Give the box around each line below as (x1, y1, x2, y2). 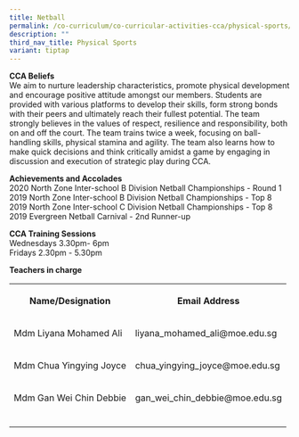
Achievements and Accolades (9, 173, 123, 184)
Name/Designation (29, 295, 111, 308)
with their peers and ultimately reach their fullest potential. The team (9, 109, 260, 120)
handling (9, 137, 42, 148)
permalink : (9, 21, 50, 30)
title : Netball (9, 12, 66, 22)
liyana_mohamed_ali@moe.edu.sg (134, 327, 278, 340)
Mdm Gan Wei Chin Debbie (13, 392, 127, 404)
